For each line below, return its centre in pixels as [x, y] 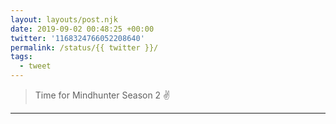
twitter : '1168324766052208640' [77, 38]
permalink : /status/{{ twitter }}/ [84, 47]
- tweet [35, 66]
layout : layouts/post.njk [64, 19]
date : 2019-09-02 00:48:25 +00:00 [82, 29]
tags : [21, 57]
